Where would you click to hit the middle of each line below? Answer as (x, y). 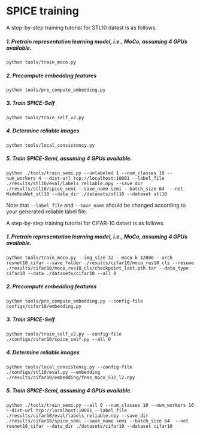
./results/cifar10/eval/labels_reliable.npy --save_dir (77, 416)
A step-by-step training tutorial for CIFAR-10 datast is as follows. (86, 223)
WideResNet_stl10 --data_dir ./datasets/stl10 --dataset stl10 (87, 194)
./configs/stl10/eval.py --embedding (53, 372)
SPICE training (43, 11)
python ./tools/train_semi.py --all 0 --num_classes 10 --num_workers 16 (100, 405)
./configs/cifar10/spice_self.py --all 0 (59, 339)
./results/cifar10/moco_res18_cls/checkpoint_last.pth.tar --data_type (97, 268)
